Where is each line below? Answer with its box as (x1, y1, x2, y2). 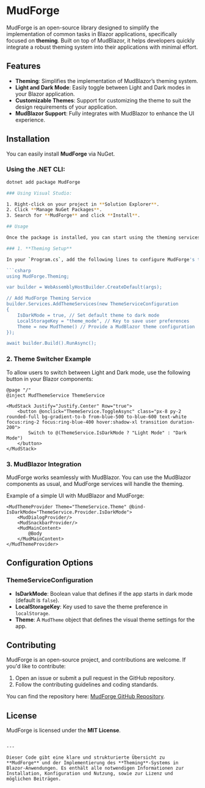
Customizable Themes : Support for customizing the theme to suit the (15, 96, 191, 104)
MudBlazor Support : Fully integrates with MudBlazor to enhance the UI (15, 109, 195, 117)
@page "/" (6, 387, 32, 393)
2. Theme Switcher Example (6, 355, 92, 363)
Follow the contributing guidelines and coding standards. (15, 681, 159, 689)
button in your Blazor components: (6, 375, 93, 382)
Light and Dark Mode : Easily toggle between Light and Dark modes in (15, 84, 191, 91)
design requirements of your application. (15, 103, 118, 110)
